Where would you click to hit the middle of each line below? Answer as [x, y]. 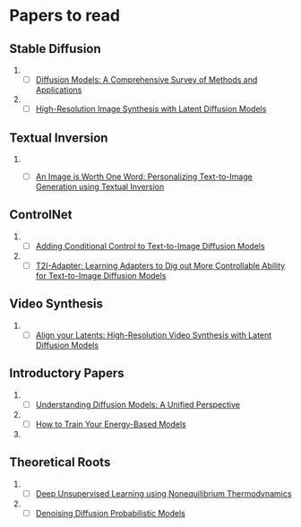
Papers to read [65, 16]
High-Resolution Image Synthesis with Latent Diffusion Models [151, 109]
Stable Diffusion [55, 49]
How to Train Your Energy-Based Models [111, 424]
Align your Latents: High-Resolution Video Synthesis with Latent [154, 335]
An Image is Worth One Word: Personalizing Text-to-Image [144, 177]
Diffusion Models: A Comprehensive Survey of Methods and [146, 80]
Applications [59, 90]
